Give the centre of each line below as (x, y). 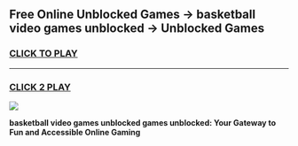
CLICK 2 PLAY (40, 87)
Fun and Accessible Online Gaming (75, 132)
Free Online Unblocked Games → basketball (132, 15)
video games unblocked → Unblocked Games (137, 29)
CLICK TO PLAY (43, 54)
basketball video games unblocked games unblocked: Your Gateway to (143, 122)
